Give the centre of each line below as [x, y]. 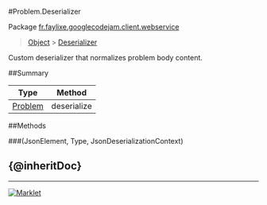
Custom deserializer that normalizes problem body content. [105, 58]
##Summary [29, 73]
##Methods [27, 126]
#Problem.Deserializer [44, 12]
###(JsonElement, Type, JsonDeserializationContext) [96, 141]
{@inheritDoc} [45, 166]
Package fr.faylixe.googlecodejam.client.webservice [94, 27]
